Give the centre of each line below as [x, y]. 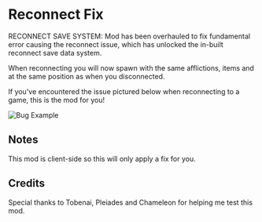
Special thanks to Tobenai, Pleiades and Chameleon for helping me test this [131, 202]
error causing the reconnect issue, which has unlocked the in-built [116, 44]
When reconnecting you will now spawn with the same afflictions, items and [131, 67]
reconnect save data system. [55, 53]
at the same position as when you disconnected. [87, 76]
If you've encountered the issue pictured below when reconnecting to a [124, 91]
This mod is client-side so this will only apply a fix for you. [102, 158]
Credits [27, 183]
